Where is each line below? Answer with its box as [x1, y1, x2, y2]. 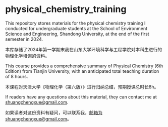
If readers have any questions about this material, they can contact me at [5, 94, 157, 100]
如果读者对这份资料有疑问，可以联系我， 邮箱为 [5, 109, 102, 115]
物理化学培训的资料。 [5, 53, 49, 59]
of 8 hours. [5, 73, 28, 79]
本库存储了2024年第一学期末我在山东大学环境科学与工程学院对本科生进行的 [5, 46, 162, 52]
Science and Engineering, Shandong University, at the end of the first [5, 31, 150, 37]
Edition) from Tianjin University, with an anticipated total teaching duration [5, 68, 159, 74]
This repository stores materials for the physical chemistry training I [5, 20, 146, 26]
